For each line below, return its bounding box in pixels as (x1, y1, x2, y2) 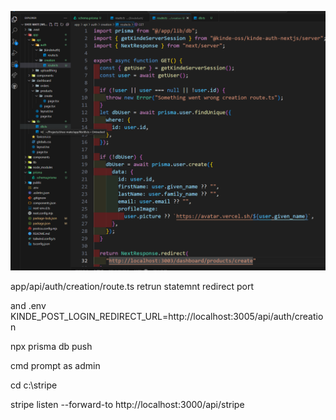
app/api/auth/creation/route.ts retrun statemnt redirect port (10, 281, 254, 293)
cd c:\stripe (10, 379, 58, 391)
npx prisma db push (10, 341, 93, 353)
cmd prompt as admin (10, 360, 101, 372)
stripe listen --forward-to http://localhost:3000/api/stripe (10, 399, 245, 411)
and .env (10, 300, 47, 312)
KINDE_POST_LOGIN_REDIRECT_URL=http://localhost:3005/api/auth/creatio (10, 311, 324, 323)
